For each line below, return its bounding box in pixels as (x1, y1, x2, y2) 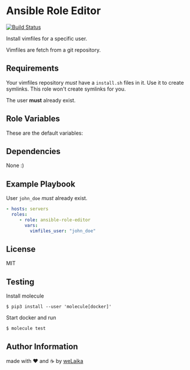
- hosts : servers (6, 206, 49, 212)
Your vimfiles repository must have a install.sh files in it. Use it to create (6, 79, 184, 86)
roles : (11, 212, 28, 218)
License (6, 244, 36, 254)
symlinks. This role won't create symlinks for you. (6, 85, 126, 92)
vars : (24, 222, 38, 228)
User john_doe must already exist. (6, 195, 88, 202)
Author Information (6, 341, 78, 351)
